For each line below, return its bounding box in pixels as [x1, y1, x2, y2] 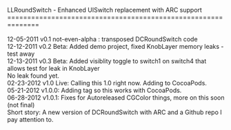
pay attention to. [7, 116, 54, 123]
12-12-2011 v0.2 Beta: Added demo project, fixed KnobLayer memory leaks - [7, 43, 224, 50]
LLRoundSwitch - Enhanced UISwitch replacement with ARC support [7, 6, 202, 14]
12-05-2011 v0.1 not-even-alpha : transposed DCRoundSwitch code [7, 35, 198, 43]
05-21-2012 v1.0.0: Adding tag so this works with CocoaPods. [7, 86, 182, 94]
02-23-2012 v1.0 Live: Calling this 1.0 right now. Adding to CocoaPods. [7, 79, 207, 87]
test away [7, 50, 35, 58]
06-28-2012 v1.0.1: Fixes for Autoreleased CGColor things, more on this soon [7, 94, 225, 102]
